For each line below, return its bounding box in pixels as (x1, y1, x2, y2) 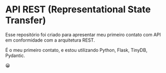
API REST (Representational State (5, 4, 151, 15)
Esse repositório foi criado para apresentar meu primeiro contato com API (5, 31, 161, 38)
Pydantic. (5, 52, 26, 59)
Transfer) (5, 14, 46, 26)
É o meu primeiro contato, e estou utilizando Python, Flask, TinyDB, (5, 47, 148, 53)
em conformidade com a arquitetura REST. (5, 37, 95, 43)
